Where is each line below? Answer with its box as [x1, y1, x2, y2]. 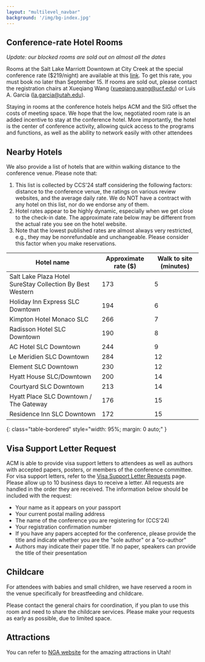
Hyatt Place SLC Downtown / [9, 392, 92, 401]
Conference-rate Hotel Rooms [6, 37, 123, 48]
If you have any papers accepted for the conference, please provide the [15, 529, 196, 537]
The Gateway [9, 400, 48, 408]
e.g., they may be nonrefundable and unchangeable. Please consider [15, 234, 189, 241]
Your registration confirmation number [15, 523, 112, 531]
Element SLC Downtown [9, 362, 79, 371]
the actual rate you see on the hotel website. [15, 221, 127, 228]
